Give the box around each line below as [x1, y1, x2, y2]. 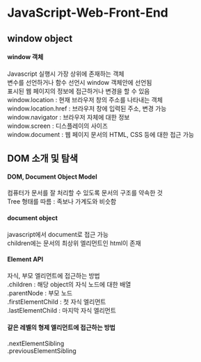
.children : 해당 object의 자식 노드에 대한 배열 [7, 280, 131, 288]
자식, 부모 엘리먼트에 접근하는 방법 [7, 271, 100, 279]
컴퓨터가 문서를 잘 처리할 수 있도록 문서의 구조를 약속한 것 [7, 189, 163, 197]
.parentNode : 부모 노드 [7, 288, 73, 297]
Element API [7, 255, 44, 263]
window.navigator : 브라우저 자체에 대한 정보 [7, 113, 130, 121]
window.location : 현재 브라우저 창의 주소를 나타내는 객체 [7, 95, 163, 104]
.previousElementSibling [7, 346, 77, 355]
